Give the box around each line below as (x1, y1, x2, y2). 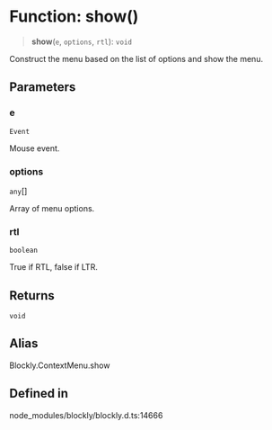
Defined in (9, 386, 69, 401)
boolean (9, 246, 39, 255)
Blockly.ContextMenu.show (9, 360, 110, 371)
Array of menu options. (9, 202, 95, 213)
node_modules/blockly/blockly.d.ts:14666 (9, 409, 163, 420)
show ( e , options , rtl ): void (31, 36, 133, 47)
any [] (9, 185, 28, 196)
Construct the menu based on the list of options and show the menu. (9, 53, 263, 64)
